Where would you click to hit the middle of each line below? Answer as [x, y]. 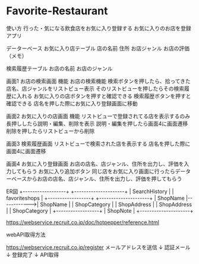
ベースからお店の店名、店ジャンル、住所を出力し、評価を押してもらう [97, 178]
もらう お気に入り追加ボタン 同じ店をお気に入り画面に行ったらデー [103, 171]
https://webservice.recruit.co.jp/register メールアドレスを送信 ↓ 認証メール [99, 247]
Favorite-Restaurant [57, 11]
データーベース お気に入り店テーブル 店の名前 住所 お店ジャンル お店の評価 [98, 48]
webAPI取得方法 [26, 234]
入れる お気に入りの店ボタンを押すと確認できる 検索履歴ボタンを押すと [104, 96]
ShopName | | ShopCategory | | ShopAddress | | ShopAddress [116, 204]
